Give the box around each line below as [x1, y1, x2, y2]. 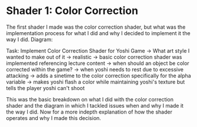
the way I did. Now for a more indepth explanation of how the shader [6, 108, 172, 115]
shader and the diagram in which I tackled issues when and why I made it [6, 102, 184, 109]
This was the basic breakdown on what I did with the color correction [6, 95, 174, 103]
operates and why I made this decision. [6, 114, 101, 121]
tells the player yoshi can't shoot [6, 84, 85, 91]
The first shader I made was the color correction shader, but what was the [6, 23, 186, 30]
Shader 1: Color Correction [6, 4, 138, 18]
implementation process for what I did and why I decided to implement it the [6, 29, 191, 36]
